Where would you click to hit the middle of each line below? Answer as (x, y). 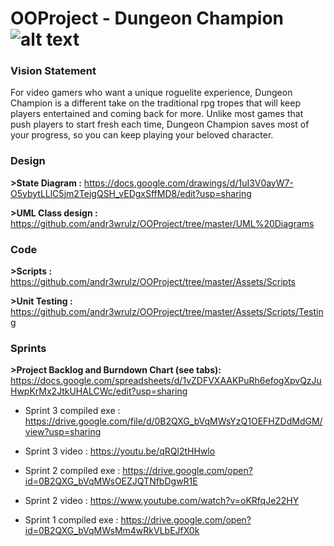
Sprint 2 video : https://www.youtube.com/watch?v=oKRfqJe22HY (162, 501)
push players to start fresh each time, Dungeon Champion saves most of (160, 124)
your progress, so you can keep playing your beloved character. (142, 135)
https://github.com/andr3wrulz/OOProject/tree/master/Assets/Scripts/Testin (167, 312)
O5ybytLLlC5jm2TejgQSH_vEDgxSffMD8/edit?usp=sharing (131, 193)
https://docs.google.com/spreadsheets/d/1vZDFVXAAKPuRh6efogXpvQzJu (166, 381)
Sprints (28, 348)
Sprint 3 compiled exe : (72, 411)
